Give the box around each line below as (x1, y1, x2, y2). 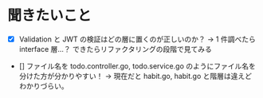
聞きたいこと (7, 6, 92, 25)
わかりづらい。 (18, 81, 69, 91)
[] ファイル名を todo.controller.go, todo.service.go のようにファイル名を (18, 61, 256, 71)
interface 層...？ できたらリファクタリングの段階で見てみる (18, 45, 212, 53)
